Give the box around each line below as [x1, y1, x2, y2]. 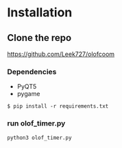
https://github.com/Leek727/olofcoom [7, 50, 115, 58]
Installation [7, 5, 73, 20]
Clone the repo [7, 32, 72, 44]
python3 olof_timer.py [7, 134, 72, 141]
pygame [16, 90, 40, 98]
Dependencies [7, 67, 57, 76]
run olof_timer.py [7, 119, 66, 128]
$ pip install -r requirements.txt [7, 103, 109, 110]
